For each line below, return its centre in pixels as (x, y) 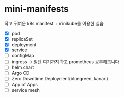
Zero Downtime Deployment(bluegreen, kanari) (60, 79)
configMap (23, 56)
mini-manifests (37, 9)
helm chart (23, 67)
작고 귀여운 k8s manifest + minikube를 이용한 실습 (54, 23)
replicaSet (22, 39)
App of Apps (25, 84)
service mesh (26, 90)
